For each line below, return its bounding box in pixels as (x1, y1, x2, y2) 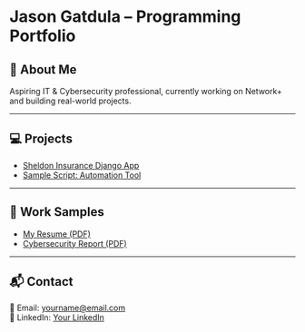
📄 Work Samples (9, 204, 104, 220)
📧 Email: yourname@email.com (9, 302, 126, 314)
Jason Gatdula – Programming (9, 6, 241, 27)
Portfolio (9, 25, 76, 46)
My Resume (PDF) (22, 229, 91, 239)
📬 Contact (9, 274, 74, 289)
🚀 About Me (9, 62, 77, 77)
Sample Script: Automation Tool (22, 170, 142, 181)
